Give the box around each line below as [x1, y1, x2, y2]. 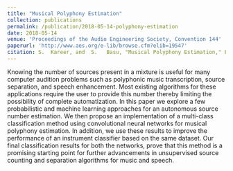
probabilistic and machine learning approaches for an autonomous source [7, 105, 218, 113]
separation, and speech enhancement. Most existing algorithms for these [7, 82, 216, 91]
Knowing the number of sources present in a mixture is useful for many [7, 67, 211, 76]
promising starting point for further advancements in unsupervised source [7, 148, 219, 156]
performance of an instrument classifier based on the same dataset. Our [7, 134, 214, 142]
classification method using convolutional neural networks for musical [7, 119, 207, 127]
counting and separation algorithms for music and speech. [7, 156, 175, 164]
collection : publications [7, 17, 82, 24]
